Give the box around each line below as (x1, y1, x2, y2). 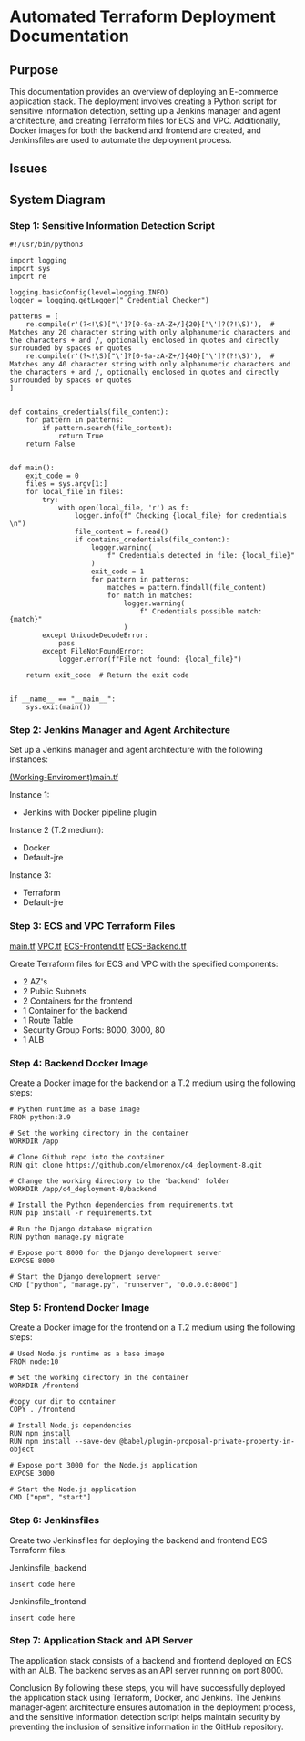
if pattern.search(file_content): (42, 424, 173, 433)
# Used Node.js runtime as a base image (9, 1349, 166, 1359)
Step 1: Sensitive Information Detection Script (9, 219, 216, 232)
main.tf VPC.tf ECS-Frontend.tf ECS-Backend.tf (9, 941, 187, 952)
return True (57, 431, 104, 441)
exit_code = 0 (25, 471, 79, 480)
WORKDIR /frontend (9, 1381, 79, 1391)
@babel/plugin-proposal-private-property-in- (119, 1437, 296, 1447)
